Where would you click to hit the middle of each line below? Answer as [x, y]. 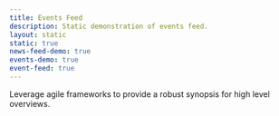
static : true [34, 43]
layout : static [38, 34]
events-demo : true [44, 60]
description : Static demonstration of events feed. [109, 26]
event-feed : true [42, 69]
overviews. [30, 103]
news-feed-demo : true [50, 52]
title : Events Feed [46, 18]
